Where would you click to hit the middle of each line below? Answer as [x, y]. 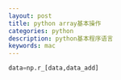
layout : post [30, 16]
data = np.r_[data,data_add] [54, 68]
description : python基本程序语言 [61, 38]
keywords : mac [32, 46]
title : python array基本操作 [55, 23]
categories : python [41, 31]
